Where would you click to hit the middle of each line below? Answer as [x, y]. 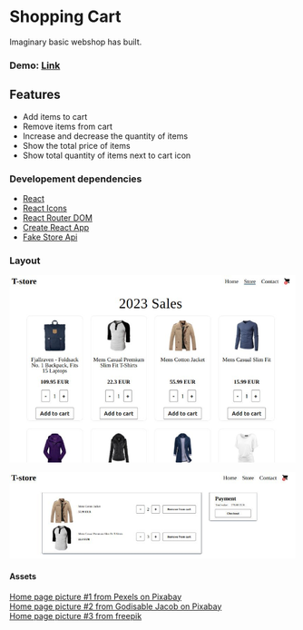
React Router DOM [58, 217]
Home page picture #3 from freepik [76, 615]
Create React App [56, 227]
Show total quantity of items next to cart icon [107, 155]
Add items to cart [55, 116]
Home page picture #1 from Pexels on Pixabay [96, 596]
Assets [23, 576]
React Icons [45, 208]
